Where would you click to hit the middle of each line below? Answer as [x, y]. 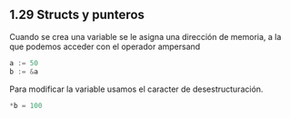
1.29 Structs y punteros [77, 15]
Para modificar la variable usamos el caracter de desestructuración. [136, 89]
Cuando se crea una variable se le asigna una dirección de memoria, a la [145, 36]
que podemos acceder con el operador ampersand [105, 46]
